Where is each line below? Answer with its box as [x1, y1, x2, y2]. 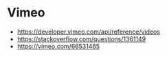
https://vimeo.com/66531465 [16, 42, 100, 50]
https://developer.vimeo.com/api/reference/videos [16, 27, 160, 36]
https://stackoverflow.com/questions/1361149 [16, 34, 146, 43]
